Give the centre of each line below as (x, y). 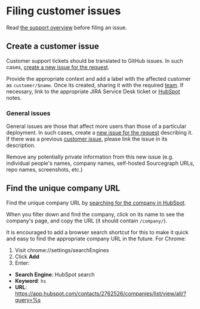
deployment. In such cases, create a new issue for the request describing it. (99, 133)
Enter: (22, 263)
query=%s (28, 299)
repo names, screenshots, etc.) (44, 170)
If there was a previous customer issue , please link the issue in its (87, 139)
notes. (14, 97)
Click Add (27, 256)
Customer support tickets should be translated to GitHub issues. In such (95, 60)
